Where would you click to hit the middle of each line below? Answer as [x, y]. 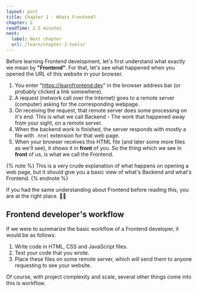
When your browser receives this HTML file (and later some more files [100, 142]
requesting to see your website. [53, 265]
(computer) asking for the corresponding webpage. [77, 104]
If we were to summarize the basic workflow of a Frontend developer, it [93, 228]
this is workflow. [26, 283]
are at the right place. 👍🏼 [36, 196]
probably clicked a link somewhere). [59, 91]
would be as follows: [31, 235]
